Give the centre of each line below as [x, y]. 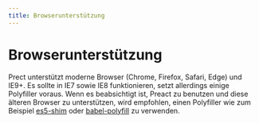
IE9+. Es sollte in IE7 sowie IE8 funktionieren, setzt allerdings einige [119, 85]
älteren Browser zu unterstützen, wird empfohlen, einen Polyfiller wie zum [129, 102]
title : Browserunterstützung [57, 15]
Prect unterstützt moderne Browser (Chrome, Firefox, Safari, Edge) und [125, 77]
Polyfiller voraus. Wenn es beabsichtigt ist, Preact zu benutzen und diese [128, 94]
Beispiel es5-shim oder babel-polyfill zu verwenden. [94, 110]
